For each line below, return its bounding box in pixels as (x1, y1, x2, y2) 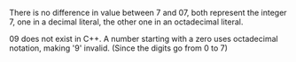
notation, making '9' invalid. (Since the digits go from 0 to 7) (9, 43, 229, 53)
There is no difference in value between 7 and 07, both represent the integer (9, 8, 287, 17)
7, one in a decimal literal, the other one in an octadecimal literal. (9, 17, 244, 27)
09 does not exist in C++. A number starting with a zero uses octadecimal (9, 34, 278, 44)
